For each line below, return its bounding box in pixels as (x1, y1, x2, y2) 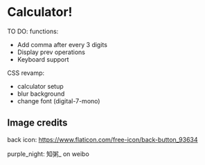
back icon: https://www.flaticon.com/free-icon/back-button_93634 (7, 135, 199, 144)
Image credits (7, 117, 68, 129)
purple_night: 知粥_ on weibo (7, 150, 90, 158)
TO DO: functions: (7, 27, 59, 35)
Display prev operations (17, 48, 85, 56)
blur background (17, 89, 65, 98)
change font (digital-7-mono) (17, 96, 100, 105)
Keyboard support (17, 55, 69, 63)
